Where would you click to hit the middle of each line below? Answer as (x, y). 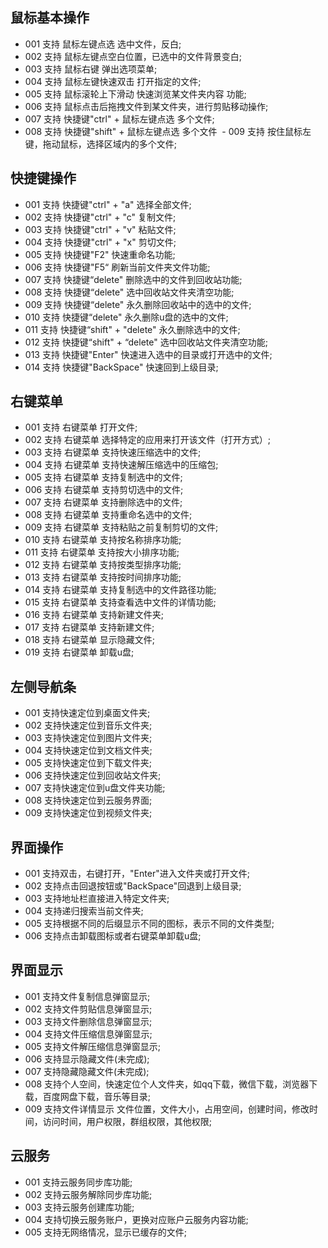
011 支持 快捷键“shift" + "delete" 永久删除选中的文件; (132, 329)
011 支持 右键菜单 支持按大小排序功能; (102, 552)
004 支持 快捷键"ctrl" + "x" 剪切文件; (100, 242)
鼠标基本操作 (50, 18)
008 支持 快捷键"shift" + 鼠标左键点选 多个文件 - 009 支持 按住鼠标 (163, 131)
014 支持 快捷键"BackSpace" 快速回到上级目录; (121, 367)
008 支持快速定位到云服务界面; (88, 800)
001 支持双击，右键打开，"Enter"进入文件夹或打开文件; (137, 874)
